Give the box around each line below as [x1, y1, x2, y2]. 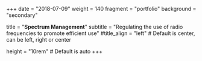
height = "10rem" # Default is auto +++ [6, 48, 103, 55]
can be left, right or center [6, 36, 71, 43]
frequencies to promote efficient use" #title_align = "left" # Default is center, [6, 30, 195, 37]
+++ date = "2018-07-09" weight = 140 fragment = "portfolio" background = [6, 5, 197, 12]
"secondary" [6, 11, 38, 19]
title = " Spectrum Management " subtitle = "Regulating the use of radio [6, 24, 183, 30]
